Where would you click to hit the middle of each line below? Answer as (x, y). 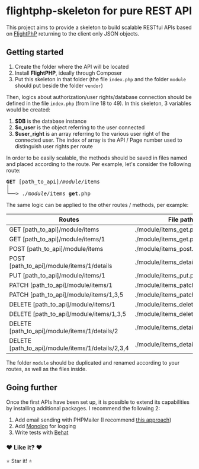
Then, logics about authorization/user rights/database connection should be (99, 97)
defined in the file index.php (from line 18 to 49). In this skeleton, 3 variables (99, 103)
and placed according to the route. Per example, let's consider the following (99, 164)
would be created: (28, 109)
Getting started (35, 52)
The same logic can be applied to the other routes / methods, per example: (97, 205)
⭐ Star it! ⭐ (19, 461)
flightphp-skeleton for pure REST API (99, 11)
